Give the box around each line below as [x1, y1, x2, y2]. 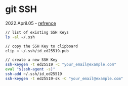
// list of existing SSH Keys [5, 30, 69, 35]
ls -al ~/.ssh [5, 34, 35, 40]
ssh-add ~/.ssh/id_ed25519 [5, 71, 62, 76]
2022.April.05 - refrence [5, 20, 57, 26]
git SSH [5, 4, 37, 15]
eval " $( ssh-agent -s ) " [5, 67, 56, 72]
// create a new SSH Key [5, 57, 58, 62]
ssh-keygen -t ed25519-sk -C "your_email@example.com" [5, 76, 123, 81]
